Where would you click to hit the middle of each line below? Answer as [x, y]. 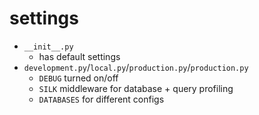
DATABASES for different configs [101, 99]
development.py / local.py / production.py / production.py [136, 67]
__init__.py [48, 47]
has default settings [79, 56]
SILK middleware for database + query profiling [136, 88]
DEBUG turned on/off [78, 78]
